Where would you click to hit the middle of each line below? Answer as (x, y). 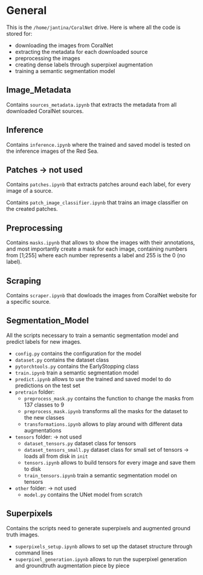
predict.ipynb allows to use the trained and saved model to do (93, 379)
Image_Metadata (39, 90)
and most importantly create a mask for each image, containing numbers (97, 249)
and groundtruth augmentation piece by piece (72, 565)
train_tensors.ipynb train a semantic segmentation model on (100, 475)
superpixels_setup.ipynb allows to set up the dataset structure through (104, 546)
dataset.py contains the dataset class (62, 359)
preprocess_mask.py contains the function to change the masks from (109, 398)
